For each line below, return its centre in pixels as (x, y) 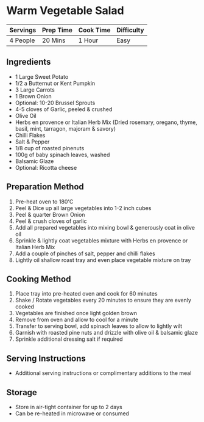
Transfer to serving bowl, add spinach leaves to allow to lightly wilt (99, 326)
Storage (22, 392)
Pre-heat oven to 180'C (44, 202)
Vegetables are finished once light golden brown (76, 313)
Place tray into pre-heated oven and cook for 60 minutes (86, 294)
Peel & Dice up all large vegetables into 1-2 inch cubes (83, 208)
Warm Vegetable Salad (65, 11)
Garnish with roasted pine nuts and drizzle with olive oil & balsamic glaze (106, 333)
